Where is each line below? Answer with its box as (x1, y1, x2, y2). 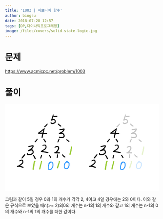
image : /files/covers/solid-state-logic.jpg (5, 28, 97, 34)
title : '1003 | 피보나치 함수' (5, 8, 62, 13)
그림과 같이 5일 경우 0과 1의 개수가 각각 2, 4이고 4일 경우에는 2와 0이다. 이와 (5, 196, 151, 202)
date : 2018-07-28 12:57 (5, 18, 54, 23)
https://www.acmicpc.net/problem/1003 (5, 69, 85, 74)
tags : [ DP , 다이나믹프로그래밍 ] (5, 24, 60, 28)
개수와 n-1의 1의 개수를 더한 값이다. (10, 208, 77, 214)
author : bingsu (5, 13, 36, 18)
